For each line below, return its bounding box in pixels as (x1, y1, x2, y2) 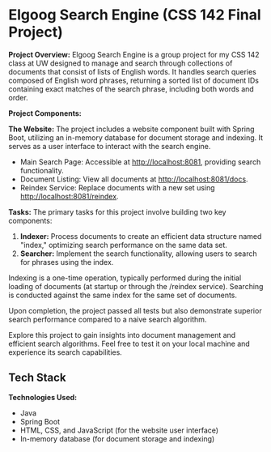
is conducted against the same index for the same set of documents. (8, 290, 237, 300)
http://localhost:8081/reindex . (19, 191, 119, 201)
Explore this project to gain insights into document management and (8, 330, 236, 339)
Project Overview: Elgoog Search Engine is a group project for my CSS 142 (8, 49, 260, 59)
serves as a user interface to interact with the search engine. (8, 141, 211, 151)
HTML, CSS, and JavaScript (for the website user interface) (19, 425, 219, 435)
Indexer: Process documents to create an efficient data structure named (19, 231, 262, 241)
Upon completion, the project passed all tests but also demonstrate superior (8, 305, 262, 315)
